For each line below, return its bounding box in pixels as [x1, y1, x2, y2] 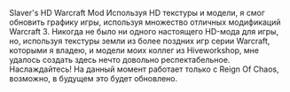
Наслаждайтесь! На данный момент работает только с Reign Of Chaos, [9, 64, 279, 74]
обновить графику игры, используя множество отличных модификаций [9, 17, 281, 27]
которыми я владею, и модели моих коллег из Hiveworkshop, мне [9, 45, 260, 56]
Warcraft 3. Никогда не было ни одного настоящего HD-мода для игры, [9, 27, 279, 36]
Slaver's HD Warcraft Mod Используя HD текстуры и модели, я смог [9, 8, 266, 18]
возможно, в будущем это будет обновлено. [9, 73, 178, 83]
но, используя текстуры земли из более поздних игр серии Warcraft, [9, 35, 270, 46]
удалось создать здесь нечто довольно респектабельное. [9, 55, 231, 65]
